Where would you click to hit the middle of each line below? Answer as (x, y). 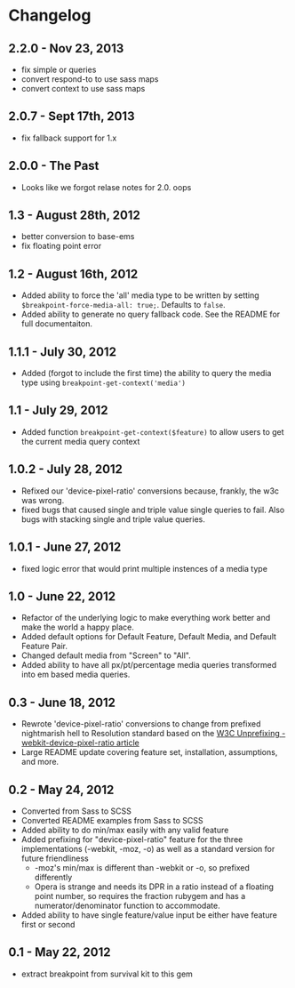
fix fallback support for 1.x (69, 138)
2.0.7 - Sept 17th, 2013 (72, 116)
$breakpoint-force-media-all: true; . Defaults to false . (123, 305)
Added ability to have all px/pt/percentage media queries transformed (149, 665)
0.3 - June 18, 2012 (62, 702)
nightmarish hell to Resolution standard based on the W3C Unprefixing (151, 734)
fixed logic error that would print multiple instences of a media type (144, 568)
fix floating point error (61, 246)
